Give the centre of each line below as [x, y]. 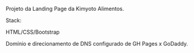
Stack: [14, 20]
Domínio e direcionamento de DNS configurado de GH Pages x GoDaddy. [97, 44]
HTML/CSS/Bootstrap [33, 32]
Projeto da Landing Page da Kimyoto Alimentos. [65, 9]
